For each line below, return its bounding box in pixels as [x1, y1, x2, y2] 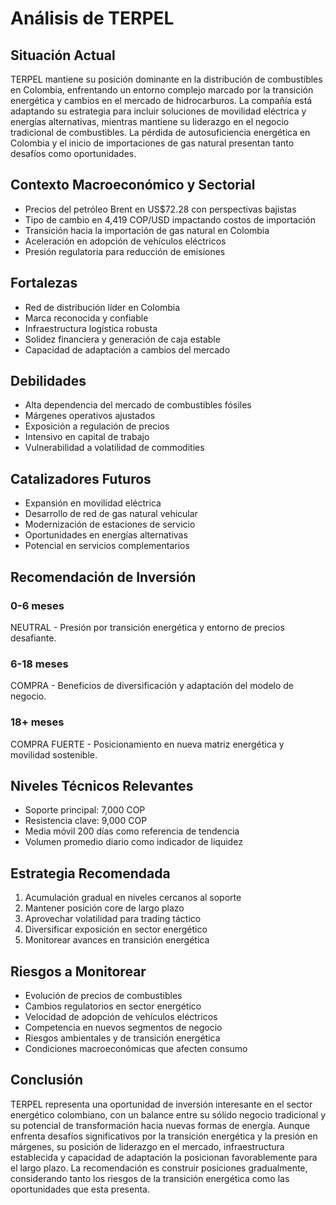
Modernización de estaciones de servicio [24, 518, 196, 531]
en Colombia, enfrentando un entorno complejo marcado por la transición [10, 84, 314, 96]
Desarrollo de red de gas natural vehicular [24, 508, 198, 520]
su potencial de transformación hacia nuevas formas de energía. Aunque [10, 1119, 311, 1131]
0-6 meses [10, 598, 65, 612]
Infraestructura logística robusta [24, 322, 158, 334]
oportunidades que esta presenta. [10, 1183, 150, 1195]
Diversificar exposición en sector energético [24, 923, 208, 936]
